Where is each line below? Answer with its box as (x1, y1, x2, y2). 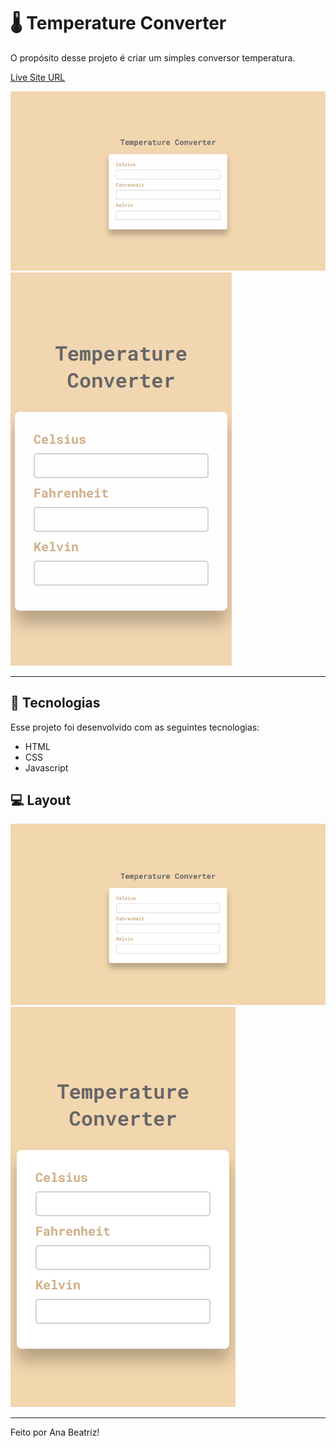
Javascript (24, 761, 69, 774)
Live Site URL (10, 71, 66, 83)
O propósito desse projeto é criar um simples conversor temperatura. (10, 51, 296, 64)
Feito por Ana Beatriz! (10, 1426, 100, 1439)
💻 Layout (10, 791, 72, 809)
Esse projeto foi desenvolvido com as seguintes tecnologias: (10, 721, 260, 733)
